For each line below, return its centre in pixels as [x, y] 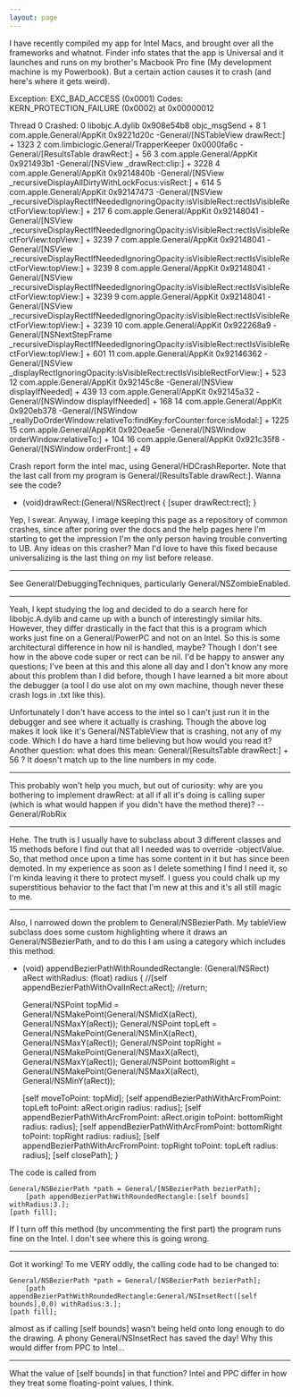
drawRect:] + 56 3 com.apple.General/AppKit [175, 154]
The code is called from [53, 1172]
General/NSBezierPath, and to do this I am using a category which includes [147, 941]
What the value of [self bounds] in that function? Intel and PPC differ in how [148, 1373]
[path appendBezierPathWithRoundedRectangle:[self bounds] [137, 1197]
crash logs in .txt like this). [58, 694]
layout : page [33, 17]
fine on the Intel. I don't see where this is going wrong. [109, 1238]
